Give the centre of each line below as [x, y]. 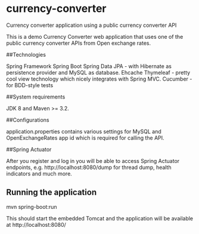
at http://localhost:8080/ [36, 224]
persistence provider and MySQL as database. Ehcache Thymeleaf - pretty [98, 72]
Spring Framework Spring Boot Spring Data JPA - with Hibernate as [89, 66]
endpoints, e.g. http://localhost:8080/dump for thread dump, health [89, 167]
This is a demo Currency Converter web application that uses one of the [95, 36]
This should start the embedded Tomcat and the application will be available [100, 218]
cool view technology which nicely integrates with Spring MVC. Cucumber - [99, 79]
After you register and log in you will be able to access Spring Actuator [93, 161]
